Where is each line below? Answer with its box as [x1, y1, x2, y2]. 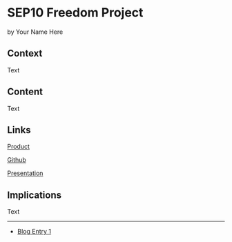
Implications [7, 189, 62, 201]
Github [7, 156, 26, 164]
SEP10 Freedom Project [7, 5, 144, 21]
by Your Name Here [7, 28, 64, 36]
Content [7, 86, 43, 98]
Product [7, 143, 30, 151]
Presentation [7, 169, 43, 177]
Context [7, 48, 43, 59]
